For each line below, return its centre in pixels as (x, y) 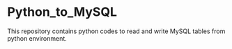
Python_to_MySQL (62, 12)
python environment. (37, 38)
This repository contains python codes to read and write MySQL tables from (116, 31)
